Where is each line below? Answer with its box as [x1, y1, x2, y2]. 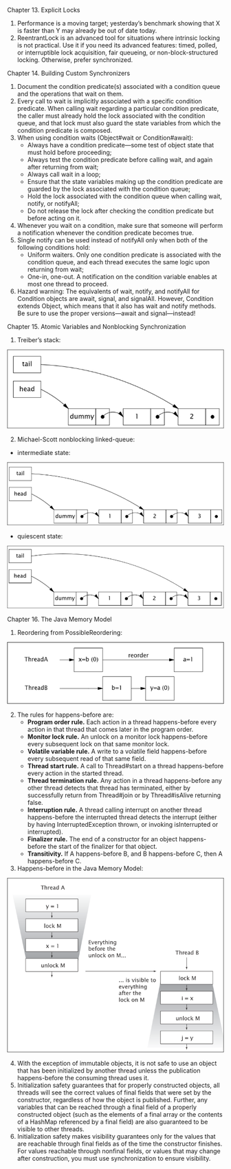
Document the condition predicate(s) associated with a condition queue [16, 83, 221, 90]
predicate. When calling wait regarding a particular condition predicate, [16, 105, 219, 112]
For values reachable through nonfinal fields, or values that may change [16, 1147, 221, 1155]
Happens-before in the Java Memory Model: [16, 864, 144, 872]
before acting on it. [27, 214, 81, 222]
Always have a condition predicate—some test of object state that [27, 141, 214, 149]
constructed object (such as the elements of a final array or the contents [16, 1110, 223, 1119]
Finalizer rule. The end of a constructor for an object [27, 834, 177, 843]
